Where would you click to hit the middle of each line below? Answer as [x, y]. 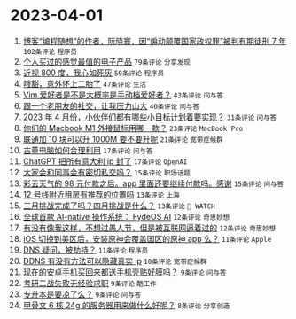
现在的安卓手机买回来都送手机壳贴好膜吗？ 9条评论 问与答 [125, 272]
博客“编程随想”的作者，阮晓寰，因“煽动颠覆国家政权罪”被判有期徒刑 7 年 [155, 41]
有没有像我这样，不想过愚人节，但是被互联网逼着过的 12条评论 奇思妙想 [149, 228]
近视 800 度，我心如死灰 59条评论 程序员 [93, 73]
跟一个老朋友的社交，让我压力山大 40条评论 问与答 [111, 105]
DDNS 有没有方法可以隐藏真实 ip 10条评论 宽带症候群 [115, 261]
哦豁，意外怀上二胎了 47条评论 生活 [85, 83]
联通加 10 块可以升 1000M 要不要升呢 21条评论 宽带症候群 [123, 139]
